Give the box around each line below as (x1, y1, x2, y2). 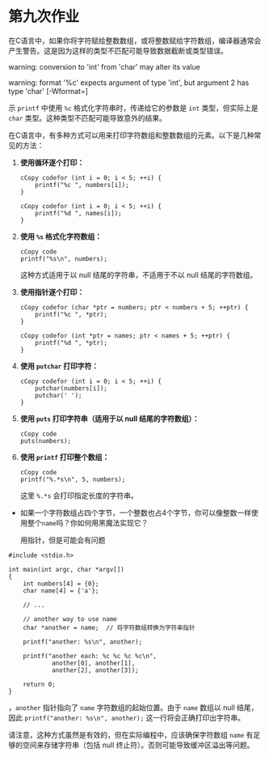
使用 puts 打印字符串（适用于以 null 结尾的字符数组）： (19, 414, 200, 423)
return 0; (23, 680, 57, 688)
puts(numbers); (19, 436, 72, 445)
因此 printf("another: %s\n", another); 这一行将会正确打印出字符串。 (8, 712, 246, 722)
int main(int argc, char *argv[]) (8, 565, 125, 573)
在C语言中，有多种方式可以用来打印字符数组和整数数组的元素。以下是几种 (8, 130, 254, 140)
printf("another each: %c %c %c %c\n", (23, 652, 158, 660)
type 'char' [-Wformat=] (8, 86, 89, 96)
